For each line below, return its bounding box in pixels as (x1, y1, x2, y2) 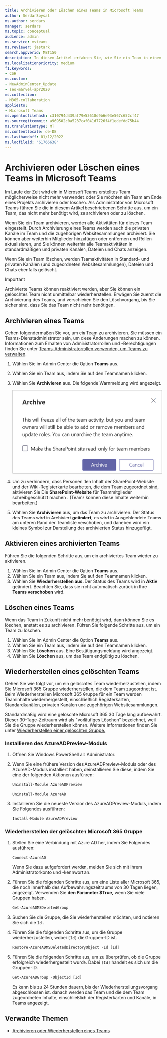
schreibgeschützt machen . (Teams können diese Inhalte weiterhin (12, 494, 149, 500)
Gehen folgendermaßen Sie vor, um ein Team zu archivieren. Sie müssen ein (5, 330, 162, 336)
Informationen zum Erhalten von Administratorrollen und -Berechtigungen (5, 340, 156, 347)
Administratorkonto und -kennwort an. (12, 869, 91, 875)
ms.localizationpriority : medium (5, 60, 75, 66)
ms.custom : (5, 76, 28, 82)
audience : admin (5, 34, 39, 39)
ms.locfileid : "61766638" (5, 140, 59, 145)
